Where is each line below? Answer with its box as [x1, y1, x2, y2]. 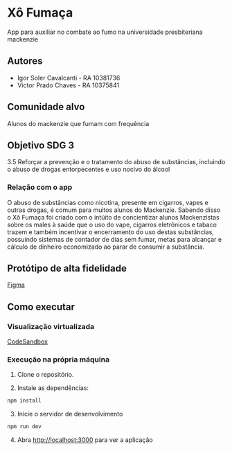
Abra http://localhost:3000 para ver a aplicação [17, 436, 154, 444]
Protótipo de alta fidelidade [7, 263, 127, 274]
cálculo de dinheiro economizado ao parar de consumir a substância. [7, 242, 205, 251]
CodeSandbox [7, 337, 48, 346]
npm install [7, 397, 42, 405]
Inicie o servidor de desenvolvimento [17, 410, 123, 418]
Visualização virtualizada [7, 321, 95, 331]
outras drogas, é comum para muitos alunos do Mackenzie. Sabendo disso [7, 206, 221, 214]
